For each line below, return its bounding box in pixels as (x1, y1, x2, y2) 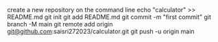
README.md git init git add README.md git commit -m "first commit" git (7, 13, 211, 21)
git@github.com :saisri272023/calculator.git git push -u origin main (7, 27, 195, 35)
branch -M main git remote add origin (7, 20, 113, 28)
